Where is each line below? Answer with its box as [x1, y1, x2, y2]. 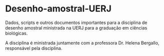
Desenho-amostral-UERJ [5, 3, 111, 14]
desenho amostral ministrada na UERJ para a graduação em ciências [5, 24, 147, 30]
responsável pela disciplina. [5, 45, 62, 51]
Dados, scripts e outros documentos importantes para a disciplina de [5, 19, 147, 25]
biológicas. [5, 30, 28, 36]
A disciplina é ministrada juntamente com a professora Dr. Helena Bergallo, [5, 39, 159, 45]
